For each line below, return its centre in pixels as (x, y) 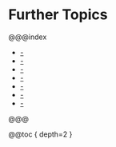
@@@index (28, 37)
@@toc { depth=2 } (40, 134)
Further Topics (58, 15)
